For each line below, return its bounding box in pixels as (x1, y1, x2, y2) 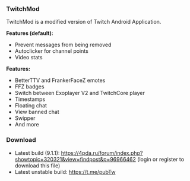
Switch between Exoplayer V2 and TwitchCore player (14, 90, 145, 97)
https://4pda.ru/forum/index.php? (61, 149, 143, 156)
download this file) (14, 162, 61, 169)
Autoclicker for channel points (14, 47, 89, 55)
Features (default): (6, 30, 53, 37)
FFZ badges (14, 83, 45, 90)
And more (14, 121, 40, 128)
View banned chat (14, 109, 59, 116)
